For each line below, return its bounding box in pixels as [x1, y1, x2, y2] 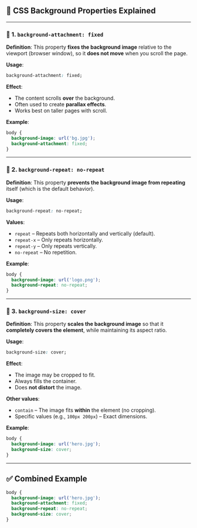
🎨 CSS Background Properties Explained [6, 6, 156, 16]
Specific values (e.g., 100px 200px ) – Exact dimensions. [14, 413, 148, 420]
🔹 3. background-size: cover [6, 307, 86, 315]
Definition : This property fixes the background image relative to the [6, 43, 172, 51]
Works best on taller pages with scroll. [14, 107, 107, 114]
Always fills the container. [14, 378, 77, 385]
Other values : [6, 395, 40, 402]
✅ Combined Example [6, 474, 87, 484]
